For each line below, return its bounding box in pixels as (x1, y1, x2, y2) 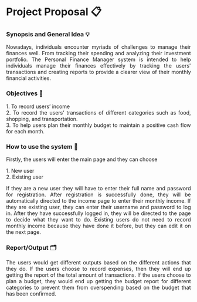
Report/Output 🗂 (6, 244, 57, 251)
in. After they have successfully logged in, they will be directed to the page (6, 210, 191, 217)
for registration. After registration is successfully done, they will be (6, 191, 191, 198)
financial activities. (6, 75, 52, 82)
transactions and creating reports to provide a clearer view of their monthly (6, 69, 191, 76)
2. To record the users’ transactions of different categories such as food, (6, 109, 191, 116)
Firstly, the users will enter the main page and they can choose (6, 156, 158, 163)
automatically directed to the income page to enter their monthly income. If (6, 197, 191, 204)
